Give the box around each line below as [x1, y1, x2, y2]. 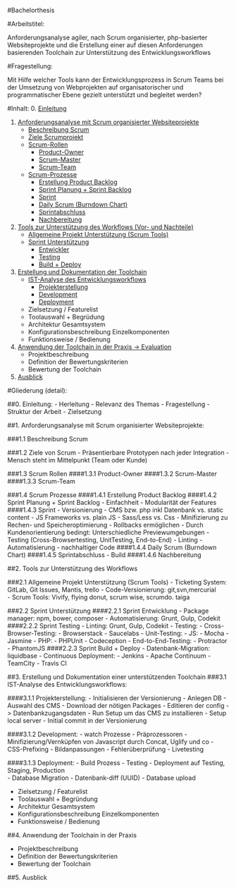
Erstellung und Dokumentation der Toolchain [17, 268, 147, 276]
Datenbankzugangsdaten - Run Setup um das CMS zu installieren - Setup [13, 709, 227, 717]
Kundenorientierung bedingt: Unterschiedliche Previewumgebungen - [7, 528, 210, 537]
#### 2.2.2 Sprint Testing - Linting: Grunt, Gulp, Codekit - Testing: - [7, 622, 203, 630]
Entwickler [38, 245, 70, 253]
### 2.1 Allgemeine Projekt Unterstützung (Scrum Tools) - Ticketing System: [7, 578, 227, 586]
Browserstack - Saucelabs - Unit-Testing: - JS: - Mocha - [63, 629, 229, 637]
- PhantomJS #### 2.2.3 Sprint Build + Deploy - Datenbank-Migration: [7, 644, 210, 652]
